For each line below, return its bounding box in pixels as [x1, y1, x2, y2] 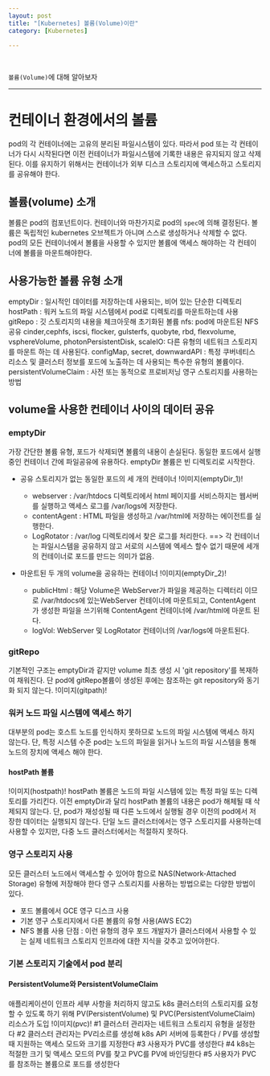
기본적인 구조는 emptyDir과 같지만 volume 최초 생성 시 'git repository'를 [8, 665, 238, 675]
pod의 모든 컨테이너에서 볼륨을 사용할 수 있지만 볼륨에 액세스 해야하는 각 [8, 238, 235, 248]
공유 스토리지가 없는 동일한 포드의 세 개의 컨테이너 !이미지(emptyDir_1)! [19, 473, 243, 483]
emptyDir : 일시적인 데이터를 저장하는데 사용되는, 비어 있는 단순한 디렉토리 [8, 297, 243, 306]
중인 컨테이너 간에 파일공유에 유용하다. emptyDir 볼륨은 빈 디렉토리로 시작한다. [8, 456, 256, 466]
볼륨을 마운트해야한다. [22, 248, 92, 258]
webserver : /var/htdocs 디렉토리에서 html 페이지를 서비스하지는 [31, 491, 238, 501]
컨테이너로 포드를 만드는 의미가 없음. [40, 551, 155, 561]
